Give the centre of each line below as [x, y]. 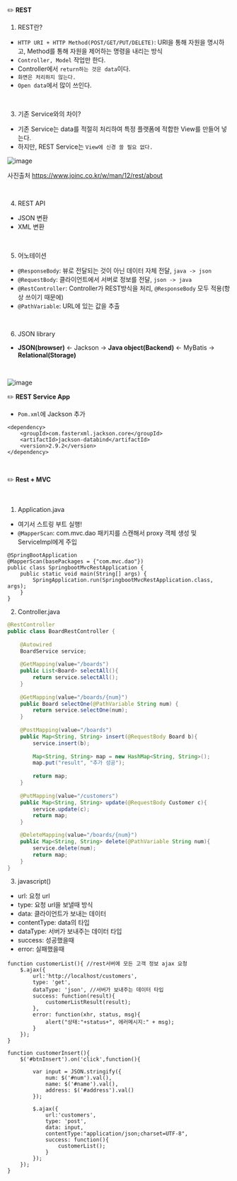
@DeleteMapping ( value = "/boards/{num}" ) [79, 835]
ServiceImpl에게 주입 [47, 542]
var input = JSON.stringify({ [77, 1072]
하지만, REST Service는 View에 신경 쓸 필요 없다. [85, 147]
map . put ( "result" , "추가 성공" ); [79, 763]
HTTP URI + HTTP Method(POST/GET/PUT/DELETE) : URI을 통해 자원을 [111, 42]
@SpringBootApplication [42, 555]
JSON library [36, 334]
